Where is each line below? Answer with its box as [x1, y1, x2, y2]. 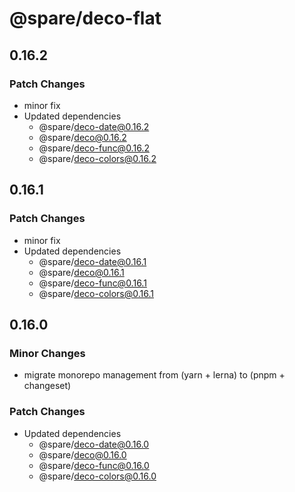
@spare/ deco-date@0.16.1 [38, 255, 147, 267]
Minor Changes [9, 346, 86, 360]
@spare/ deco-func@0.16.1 [38, 277, 147, 289]
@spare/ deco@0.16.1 [38, 266, 125, 278]
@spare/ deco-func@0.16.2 [38, 142, 150, 154]
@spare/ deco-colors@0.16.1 [38, 287, 154, 299]
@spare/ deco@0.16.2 [38, 131, 127, 143]
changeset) [23, 380, 72, 392]
